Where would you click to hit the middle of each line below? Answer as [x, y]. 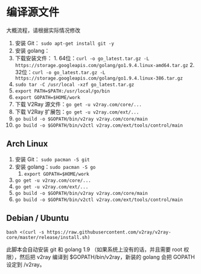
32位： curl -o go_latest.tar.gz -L [60, 72]
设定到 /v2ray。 [26, 264]
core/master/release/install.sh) [48, 237]
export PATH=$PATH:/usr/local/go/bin [62, 91]
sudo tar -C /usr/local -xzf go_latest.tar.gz [75, 84]
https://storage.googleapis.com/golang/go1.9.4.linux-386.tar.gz [99, 78]
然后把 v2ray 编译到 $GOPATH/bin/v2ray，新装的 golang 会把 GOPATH [107, 256]
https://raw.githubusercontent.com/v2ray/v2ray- [109, 232]
